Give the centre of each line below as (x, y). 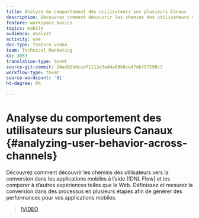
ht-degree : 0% (24, 84)
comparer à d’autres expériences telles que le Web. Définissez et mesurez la (99, 185)
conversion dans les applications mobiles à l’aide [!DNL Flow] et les (88, 178)
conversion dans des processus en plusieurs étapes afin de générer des (94, 191)
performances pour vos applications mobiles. (61, 197)
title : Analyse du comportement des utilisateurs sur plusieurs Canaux (96, 12)
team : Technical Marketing (39, 50)
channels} (32, 156)
